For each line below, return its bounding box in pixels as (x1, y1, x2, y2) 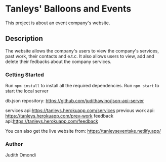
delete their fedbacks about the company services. (5, 59, 112, 65)
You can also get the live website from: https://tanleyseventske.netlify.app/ (5, 128, 161, 134)
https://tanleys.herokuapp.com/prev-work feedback (5, 113, 114, 119)
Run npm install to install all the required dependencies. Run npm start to (5, 83, 159, 89)
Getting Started (5, 71, 44, 78)
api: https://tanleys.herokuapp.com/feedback (5, 118, 99, 124)
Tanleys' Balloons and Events (5, 3, 132, 15)
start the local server (5, 88, 49, 94)
